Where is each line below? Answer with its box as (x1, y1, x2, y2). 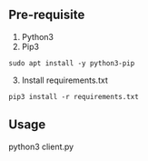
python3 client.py (8, 141, 74, 152)
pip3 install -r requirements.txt (8, 92, 140, 101)
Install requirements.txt (21, 75, 108, 86)
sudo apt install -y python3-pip (8, 58, 135, 67)
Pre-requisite (8, 7, 85, 23)
